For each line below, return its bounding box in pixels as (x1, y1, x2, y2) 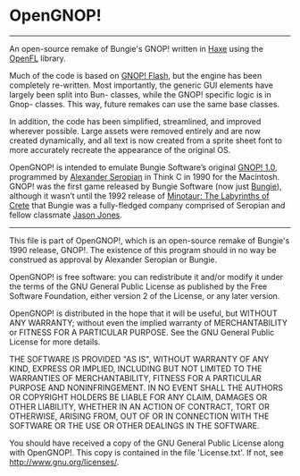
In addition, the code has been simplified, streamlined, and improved (9, 115, 262, 126)
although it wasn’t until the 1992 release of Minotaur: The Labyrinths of (9, 190, 270, 201)
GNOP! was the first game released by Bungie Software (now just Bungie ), (9, 181, 283, 191)
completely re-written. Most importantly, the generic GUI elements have (9, 80, 274, 90)
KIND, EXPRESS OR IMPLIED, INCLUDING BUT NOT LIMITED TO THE (9, 363, 262, 374)
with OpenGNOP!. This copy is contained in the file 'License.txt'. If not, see (9, 446, 284, 457)
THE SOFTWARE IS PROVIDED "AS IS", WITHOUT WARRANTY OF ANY (9, 353, 270, 364)
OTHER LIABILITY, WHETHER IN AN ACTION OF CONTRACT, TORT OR (9, 401, 270, 412)
